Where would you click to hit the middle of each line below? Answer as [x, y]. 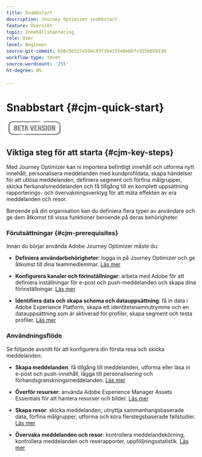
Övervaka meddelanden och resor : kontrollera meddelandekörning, [100, 435]
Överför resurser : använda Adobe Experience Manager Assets [93, 392]
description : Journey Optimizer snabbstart [62, 19]
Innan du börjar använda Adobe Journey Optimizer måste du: [83, 246]
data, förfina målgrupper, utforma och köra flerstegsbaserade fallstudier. [105, 416]
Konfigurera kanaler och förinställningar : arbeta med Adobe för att [99, 276]
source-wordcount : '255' [37, 64]
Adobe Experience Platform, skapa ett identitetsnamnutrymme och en [102, 307]
